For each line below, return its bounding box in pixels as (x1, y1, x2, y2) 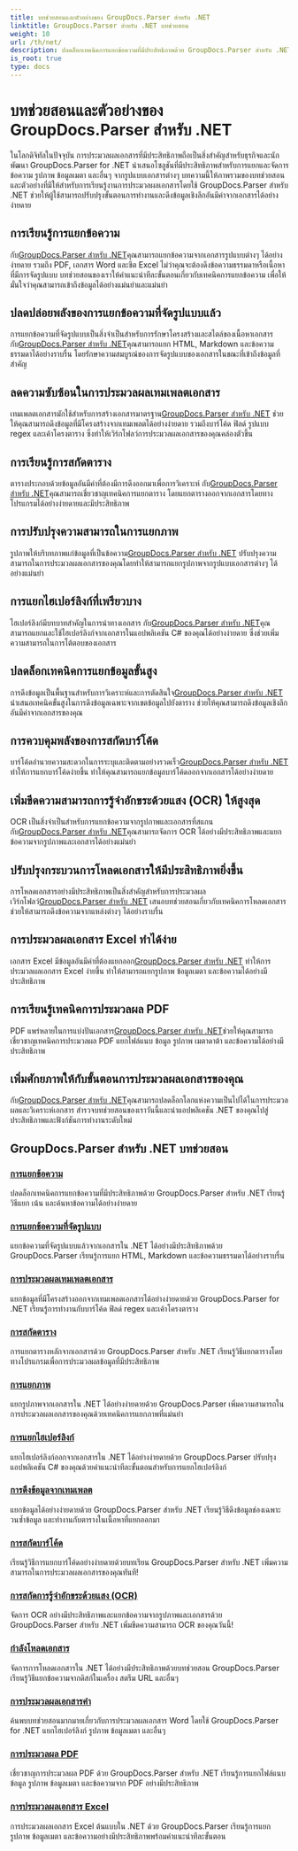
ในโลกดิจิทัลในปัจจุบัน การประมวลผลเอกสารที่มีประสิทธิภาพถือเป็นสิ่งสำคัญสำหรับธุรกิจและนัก (10, 150, 279, 160)
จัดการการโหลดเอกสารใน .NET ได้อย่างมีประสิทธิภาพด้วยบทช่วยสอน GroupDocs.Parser (10, 1662, 280, 1673)
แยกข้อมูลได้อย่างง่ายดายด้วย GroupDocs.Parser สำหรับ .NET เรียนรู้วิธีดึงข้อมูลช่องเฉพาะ (10, 1504, 281, 1514)
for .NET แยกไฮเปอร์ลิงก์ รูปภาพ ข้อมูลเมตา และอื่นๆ (10, 1725, 166, 1736)
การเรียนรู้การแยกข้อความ (10, 226, 120, 241)
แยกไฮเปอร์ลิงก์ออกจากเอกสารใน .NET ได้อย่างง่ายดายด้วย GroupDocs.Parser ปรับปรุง (10, 1452, 277, 1462)
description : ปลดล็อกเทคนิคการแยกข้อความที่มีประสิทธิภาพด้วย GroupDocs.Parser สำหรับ (10, 46, 272, 55)
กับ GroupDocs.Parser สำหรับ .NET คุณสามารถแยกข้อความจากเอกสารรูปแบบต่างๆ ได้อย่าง (10, 249, 283, 259)
